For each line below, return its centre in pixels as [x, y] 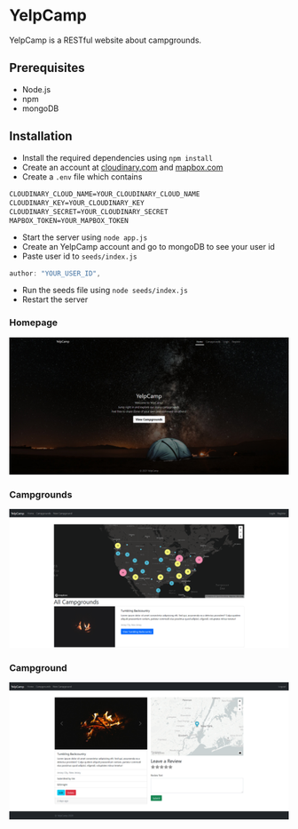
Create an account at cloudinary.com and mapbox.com [122, 167]
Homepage [33, 323]
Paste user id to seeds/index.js [79, 256]
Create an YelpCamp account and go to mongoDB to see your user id [148, 246]
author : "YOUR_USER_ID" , [55, 273]
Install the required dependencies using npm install [117, 157]
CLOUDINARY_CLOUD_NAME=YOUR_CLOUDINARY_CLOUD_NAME [105, 194]
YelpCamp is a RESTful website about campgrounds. [106, 40]
